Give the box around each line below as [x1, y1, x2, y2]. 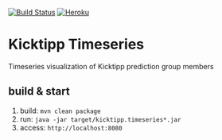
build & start [8, 84, 70, 99]
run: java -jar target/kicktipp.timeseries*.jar [19, 114, 181, 123]
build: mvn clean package [19, 106, 101, 115]
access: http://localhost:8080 [19, 122, 123, 132]
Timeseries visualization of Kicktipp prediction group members [8, 61, 214, 71]
